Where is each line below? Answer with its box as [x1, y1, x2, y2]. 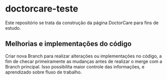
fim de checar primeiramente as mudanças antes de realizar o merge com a [5, 58, 162, 64]
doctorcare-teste [5, 3, 78, 15]
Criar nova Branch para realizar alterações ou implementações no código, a [5, 53, 162, 59]
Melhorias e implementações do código [5, 40, 132, 48]
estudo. [5, 25, 21, 31]
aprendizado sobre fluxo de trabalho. [5, 69, 82, 75]
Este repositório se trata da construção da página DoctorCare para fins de [5, 20, 159, 26]
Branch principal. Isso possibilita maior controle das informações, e [5, 63, 145, 69]
